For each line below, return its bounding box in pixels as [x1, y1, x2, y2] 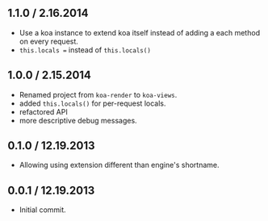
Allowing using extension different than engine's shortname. [19, 161, 220, 170]
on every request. [19, 36, 78, 46]
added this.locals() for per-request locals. [19, 98, 166, 108]
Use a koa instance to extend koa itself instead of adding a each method [19, 27, 260, 37]
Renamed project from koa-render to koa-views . [19, 90, 178, 99]
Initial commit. [19, 205, 66, 215]
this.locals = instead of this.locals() [19, 44, 151, 55]
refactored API [19, 106, 68, 116]
